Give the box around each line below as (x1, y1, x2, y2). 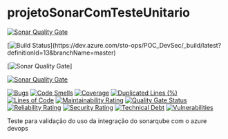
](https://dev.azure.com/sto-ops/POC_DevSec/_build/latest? (50, 41, 222, 49)
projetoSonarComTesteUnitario (7, 5, 190, 21)
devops (7, 124, 29, 132)
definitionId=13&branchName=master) (7, 48, 116, 57)
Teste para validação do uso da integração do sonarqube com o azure (7, 116, 207, 125)
